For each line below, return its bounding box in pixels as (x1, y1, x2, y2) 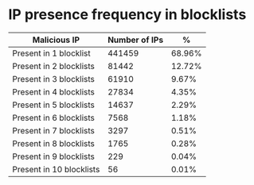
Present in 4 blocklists (12, 86, 96, 97)
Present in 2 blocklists (12, 60, 96, 71)
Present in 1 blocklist (12, 48, 91, 59)
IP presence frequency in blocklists (8, 6, 247, 24)
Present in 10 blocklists (12, 164, 100, 175)
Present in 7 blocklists (12, 125, 96, 136)
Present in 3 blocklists (12, 73, 96, 84)
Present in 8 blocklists (12, 137, 96, 148)
